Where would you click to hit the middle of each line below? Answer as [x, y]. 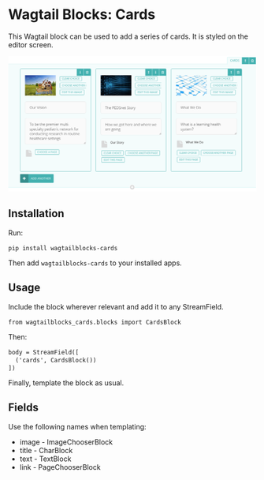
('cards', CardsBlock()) [56, 360]
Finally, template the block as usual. [66, 382]
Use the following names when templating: [78, 426]
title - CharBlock [46, 450]
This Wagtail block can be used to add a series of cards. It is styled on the [128, 36]
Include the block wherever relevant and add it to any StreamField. [116, 306]
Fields [24, 408]
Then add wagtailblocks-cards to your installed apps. [95, 263]
